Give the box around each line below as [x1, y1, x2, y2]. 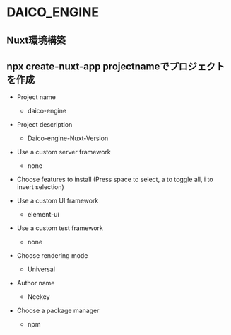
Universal [27, 265, 56, 273]
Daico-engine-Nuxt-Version [27, 134, 109, 142]
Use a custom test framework [16, 224, 103, 232]
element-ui [27, 210, 59, 219]
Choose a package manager [16, 306, 100, 315]
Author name [16, 279, 55, 288]
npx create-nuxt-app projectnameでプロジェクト [6, 60, 225, 72]
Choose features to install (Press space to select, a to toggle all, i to [16, 175, 213, 184]
